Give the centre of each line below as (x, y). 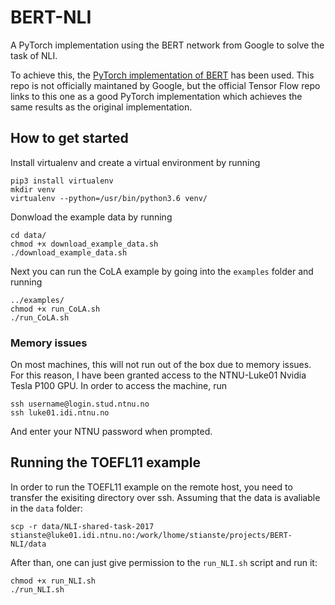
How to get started (69, 138)
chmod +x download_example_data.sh (84, 244)
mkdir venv (33, 189)
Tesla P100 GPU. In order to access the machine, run (119, 386)
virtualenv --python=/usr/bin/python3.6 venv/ (109, 198)
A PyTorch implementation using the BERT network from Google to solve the (167, 45)
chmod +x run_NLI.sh (53, 581)
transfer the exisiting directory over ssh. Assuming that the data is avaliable (165, 497)
